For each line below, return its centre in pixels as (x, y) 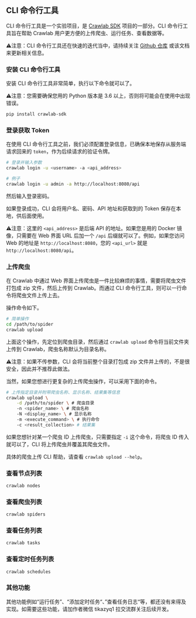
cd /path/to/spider (30, 324)
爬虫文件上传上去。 (39, 295)
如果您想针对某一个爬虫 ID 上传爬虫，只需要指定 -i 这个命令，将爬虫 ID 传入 (97, 437)
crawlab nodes (23, 486)
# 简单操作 (18, 319)
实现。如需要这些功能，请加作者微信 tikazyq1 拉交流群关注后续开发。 (89, 609)
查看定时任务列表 (30, 559)
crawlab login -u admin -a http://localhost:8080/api (73, 184)
